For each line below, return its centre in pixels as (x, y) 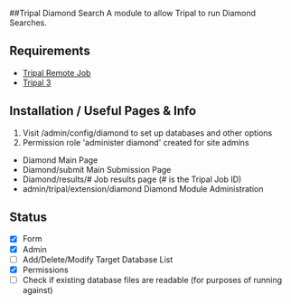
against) (38, 290)
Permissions (46, 270)
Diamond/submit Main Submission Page (97, 169)
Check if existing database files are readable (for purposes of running (152, 280)
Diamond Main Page (60, 160)
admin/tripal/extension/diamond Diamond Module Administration (143, 188)
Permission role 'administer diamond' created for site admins (136, 142)
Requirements (50, 51)
